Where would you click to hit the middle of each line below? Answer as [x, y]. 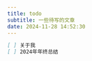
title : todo [24, 14]
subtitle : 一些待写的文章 [41, 20]
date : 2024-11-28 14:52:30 [46, 26]
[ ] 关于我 [22, 46]
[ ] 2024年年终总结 [33, 52]
